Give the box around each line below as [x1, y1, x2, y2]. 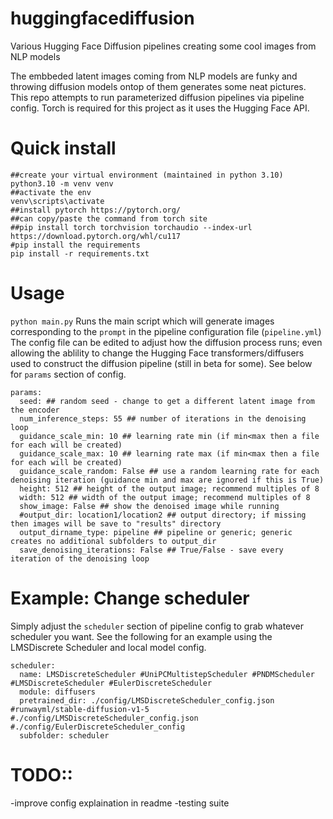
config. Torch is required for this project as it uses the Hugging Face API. [10, 102, 310, 114]
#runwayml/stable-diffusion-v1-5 [10, 704, 150, 714]
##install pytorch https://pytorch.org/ [10, 205, 182, 215]
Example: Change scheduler [10, 587, 250, 609]
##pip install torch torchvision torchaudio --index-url [10, 222, 253, 232]
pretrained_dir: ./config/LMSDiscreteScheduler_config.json [19, 695, 275, 706]
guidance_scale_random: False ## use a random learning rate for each [19, 466, 320, 476]
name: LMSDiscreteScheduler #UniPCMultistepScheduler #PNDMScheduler [19, 669, 315, 679]
